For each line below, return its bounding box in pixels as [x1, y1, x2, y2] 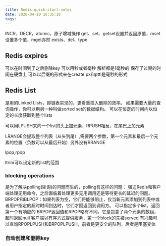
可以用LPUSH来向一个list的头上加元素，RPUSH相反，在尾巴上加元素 [5, 123, 145, 129]
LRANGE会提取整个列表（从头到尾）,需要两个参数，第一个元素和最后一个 [5, 133, 155, 139]
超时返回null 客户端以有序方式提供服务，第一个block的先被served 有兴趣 [5, 215, 153, 221]
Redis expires [5, 51, 48, 60]
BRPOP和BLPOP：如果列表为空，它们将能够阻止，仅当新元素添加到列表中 [5, 197, 156, 202]
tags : [5, 16, 16, 21]
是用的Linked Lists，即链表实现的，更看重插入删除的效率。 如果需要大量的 [5, 100, 157, 105]
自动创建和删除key [5, 235, 50, 242]
